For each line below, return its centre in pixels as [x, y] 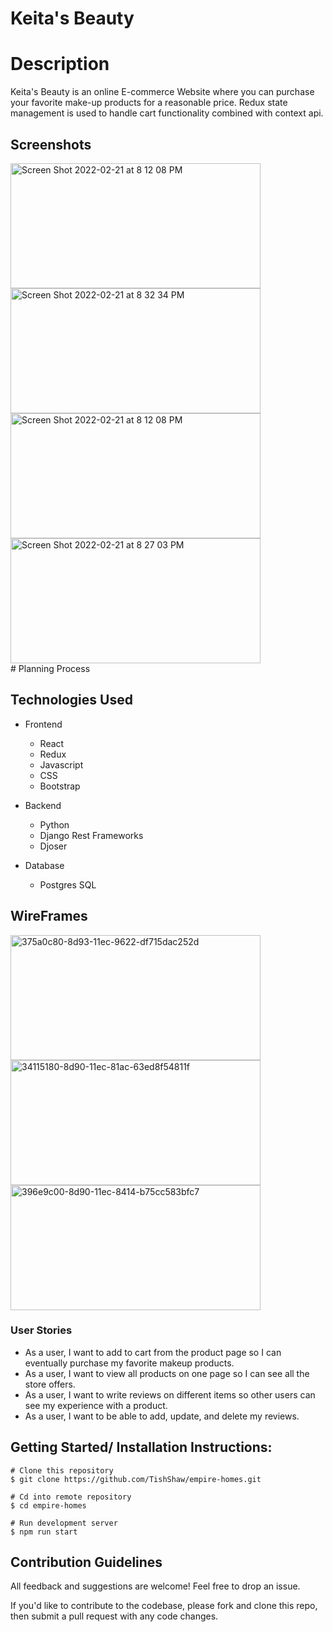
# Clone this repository [62, 1470]
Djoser [53, 846]
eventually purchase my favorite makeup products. [129, 1363]
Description [60, 64]
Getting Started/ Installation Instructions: [141, 1447]
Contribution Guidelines [86, 1562]
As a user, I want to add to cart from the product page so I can [153, 1352]
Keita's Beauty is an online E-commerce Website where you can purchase [162, 92]
